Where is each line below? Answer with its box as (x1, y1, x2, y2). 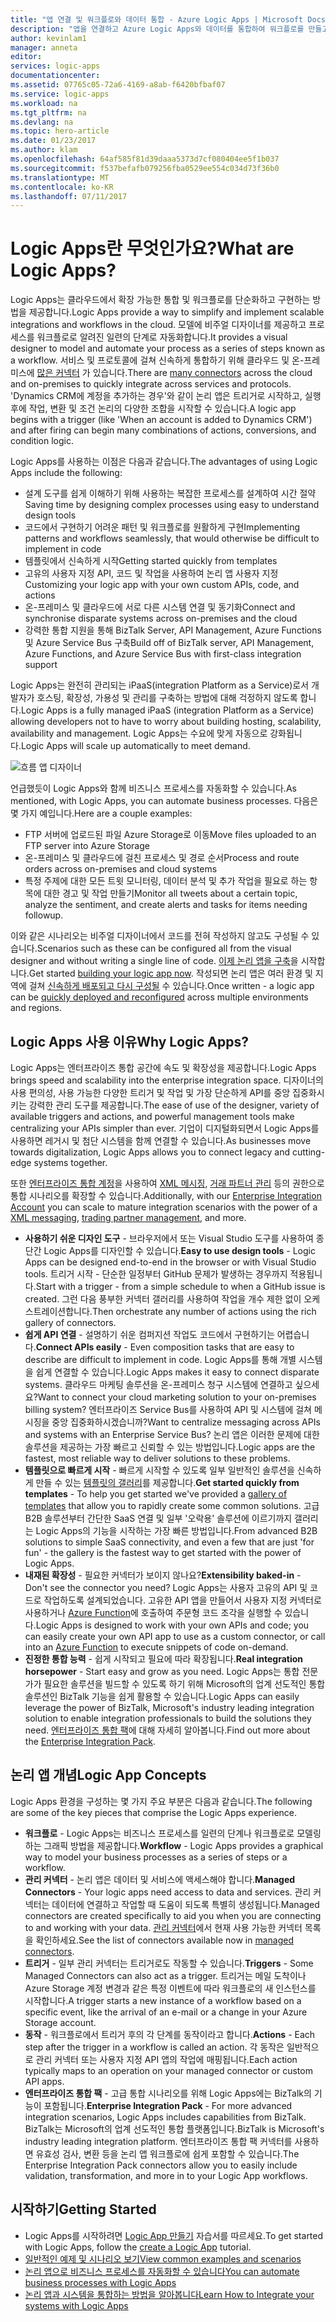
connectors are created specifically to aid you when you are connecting (24, 1909, 322, 1921)
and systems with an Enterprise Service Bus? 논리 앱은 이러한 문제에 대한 (24, 1429, 320, 1440)
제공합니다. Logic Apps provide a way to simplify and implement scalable (28, 306, 325, 318)
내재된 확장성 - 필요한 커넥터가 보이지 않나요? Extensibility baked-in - (24, 1569, 302, 1581)
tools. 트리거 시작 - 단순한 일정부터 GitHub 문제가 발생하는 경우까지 (24, 1268, 288, 1280)
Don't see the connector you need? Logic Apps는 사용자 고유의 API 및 (24, 1582, 308, 1593)
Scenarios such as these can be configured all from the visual (36, 942, 292, 955)
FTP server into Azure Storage (24, 840, 150, 852)
